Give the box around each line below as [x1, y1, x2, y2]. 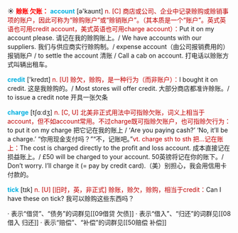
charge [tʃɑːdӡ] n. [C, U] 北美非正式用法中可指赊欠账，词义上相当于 [7, 108, 205, 116]
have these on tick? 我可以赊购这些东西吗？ [7, 195, 135, 202]
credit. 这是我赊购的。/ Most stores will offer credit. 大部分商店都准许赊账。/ [7, 85, 229, 92]
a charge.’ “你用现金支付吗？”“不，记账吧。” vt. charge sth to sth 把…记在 [7, 135, 217, 143]
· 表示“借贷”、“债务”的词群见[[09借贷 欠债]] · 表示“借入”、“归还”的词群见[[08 [7, 210, 231, 217]
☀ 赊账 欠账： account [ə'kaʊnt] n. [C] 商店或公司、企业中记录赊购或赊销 [7, 7, 222, 15]
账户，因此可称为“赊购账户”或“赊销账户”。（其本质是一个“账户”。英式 [19, 16, 220, 24]
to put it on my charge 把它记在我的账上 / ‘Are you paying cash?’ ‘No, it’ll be [7, 126, 229, 134]
